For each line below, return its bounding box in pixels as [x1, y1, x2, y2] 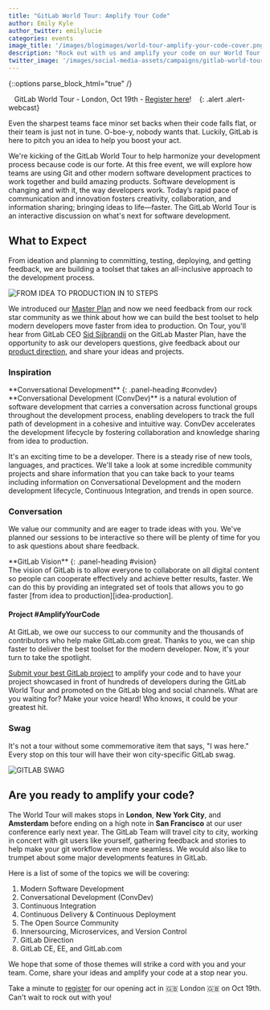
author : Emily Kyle [8, 19, 74, 27]
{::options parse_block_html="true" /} [8, 78, 133, 88]
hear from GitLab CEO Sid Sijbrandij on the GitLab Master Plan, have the [8, 329, 247, 339]
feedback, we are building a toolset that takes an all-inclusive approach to [8, 264, 253, 273]
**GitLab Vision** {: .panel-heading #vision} [8, 556, 157, 567]
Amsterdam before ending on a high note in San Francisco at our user [8, 818, 243, 828]
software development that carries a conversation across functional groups [8, 401, 258, 411]
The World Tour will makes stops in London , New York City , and [8, 810, 222, 819]
